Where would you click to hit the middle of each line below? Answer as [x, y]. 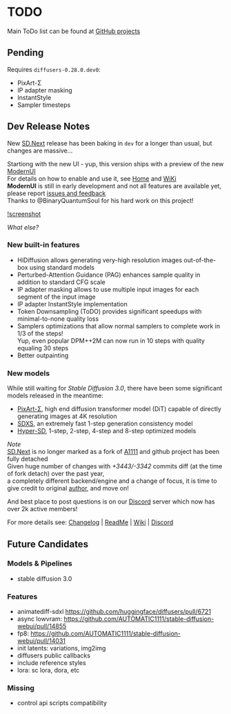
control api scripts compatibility [62, 703]
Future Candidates [48, 544]
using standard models [62, 267]
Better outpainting [43, 355]
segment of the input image [56, 297]
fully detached [28, 459]
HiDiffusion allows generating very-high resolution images [100, 260]
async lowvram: [40, 619]
